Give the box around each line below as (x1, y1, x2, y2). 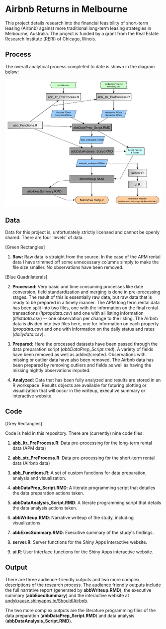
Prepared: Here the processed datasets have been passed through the (12, 341, 158, 347)
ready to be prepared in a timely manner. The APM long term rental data (12, 300, 160, 306)
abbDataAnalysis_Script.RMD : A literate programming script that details (12, 500, 162, 505)
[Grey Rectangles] (5, 420, 42, 426)
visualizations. (12, 519, 42, 526)
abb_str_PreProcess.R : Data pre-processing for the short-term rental (12, 455, 155, 461)
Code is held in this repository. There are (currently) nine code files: (5, 430, 144, 436)
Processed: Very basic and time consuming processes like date (12, 284, 144, 290)
